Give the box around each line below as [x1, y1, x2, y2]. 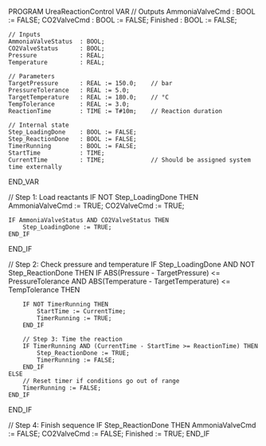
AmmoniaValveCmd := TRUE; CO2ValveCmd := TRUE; [8, 201, 185, 210]
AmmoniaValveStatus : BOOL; [8, 37, 105, 45]
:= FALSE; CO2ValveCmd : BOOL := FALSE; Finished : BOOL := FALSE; [8, 15, 237, 25]
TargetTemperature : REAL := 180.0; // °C [8, 93, 170, 101]
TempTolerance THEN [8, 285, 80, 294]
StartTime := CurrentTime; [37, 307, 127, 315]
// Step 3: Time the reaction [22, 335, 123, 343]
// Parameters [8, 72, 56, 80]
